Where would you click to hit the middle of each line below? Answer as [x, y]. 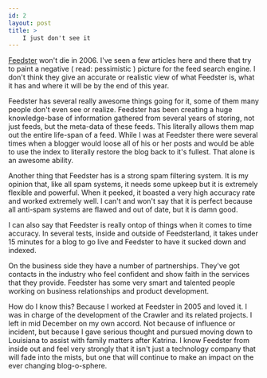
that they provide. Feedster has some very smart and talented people [122, 283]
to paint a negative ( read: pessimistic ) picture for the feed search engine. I [132, 69]
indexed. [23, 251]
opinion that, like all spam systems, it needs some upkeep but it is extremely [133, 185]
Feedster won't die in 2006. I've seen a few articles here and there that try [130, 60]
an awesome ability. [41, 161]
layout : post [30, 23]
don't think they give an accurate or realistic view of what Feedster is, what [132, 77]
